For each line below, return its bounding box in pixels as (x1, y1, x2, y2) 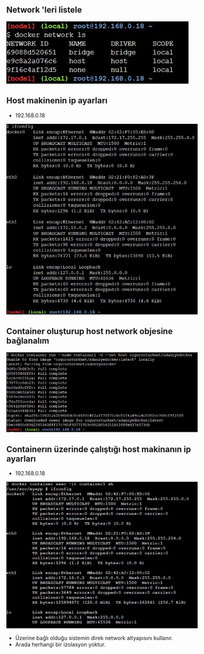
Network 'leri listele (6, 5, 83, 15)
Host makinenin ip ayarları (6, 95, 108, 106)
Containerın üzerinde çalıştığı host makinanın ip (6, 444, 191, 454)
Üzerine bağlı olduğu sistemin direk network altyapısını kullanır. (15, 635, 173, 642)
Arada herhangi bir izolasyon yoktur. (15, 641, 106, 649)
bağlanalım (6, 336, 50, 346)
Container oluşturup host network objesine (6, 326, 173, 336)
